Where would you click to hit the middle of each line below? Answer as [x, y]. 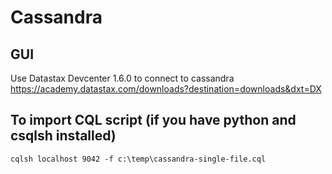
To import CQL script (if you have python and [153, 120]
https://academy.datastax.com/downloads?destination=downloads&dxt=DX [166, 89]
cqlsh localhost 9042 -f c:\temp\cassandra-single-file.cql [138, 159]
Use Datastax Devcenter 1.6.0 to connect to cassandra [122, 78]
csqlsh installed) [63, 136]
